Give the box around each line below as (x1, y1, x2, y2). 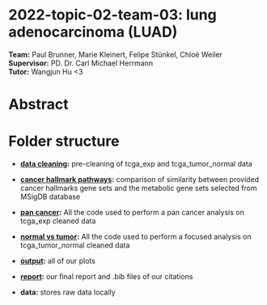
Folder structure (8, 132, 120, 150)
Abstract (8, 95, 69, 114)
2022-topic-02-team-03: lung (8, 6, 217, 24)
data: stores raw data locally (19, 287, 116, 297)
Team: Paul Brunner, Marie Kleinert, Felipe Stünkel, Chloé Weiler (8, 49, 222, 59)
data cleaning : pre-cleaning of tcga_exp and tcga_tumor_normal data (19, 159, 252, 169)
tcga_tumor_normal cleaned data (19, 240, 130, 250)
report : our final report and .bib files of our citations (19, 272, 193, 282)
